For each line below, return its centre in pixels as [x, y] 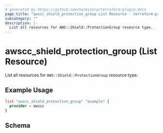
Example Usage [29, 90]
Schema [18, 126]
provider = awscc [27, 106]
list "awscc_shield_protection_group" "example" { [57, 101]
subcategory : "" [21, 18]
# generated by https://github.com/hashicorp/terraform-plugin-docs [76, 9]
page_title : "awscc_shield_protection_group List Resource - [68, 14]
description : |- [21, 23]
